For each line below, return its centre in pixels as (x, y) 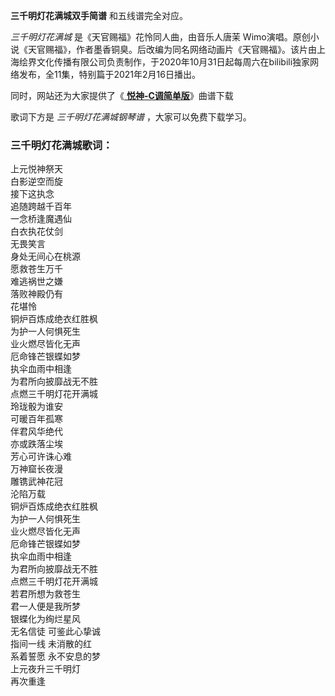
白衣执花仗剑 (36, 231)
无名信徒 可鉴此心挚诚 (55, 631)
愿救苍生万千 (36, 269)
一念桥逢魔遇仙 (41, 219)
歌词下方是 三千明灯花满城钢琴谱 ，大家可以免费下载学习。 (131, 117)
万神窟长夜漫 (36, 469)
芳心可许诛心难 (41, 456)
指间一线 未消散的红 (51, 644)
